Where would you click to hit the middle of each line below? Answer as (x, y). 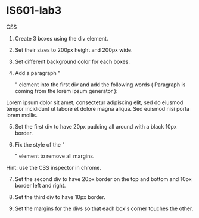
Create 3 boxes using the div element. (61, 38)
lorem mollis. (22, 115)
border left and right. (40, 185)
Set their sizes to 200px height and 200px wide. (74, 50)
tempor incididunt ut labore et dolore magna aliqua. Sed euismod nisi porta (98, 108)
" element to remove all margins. (55, 156)
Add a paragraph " (38, 73)
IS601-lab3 (34, 10)
